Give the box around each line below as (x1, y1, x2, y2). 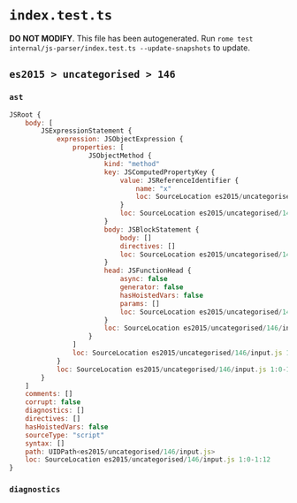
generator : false (119, 283, 184, 292)
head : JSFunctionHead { (103, 266, 192, 276)
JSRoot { (9, 110, 42, 119)
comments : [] (25, 390, 73, 399)
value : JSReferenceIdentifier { (119, 176, 240, 185)
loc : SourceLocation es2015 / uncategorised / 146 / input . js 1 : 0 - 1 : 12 (25, 455, 271, 464)
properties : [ (72, 143, 125, 152)
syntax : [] (25, 438, 65, 448)
